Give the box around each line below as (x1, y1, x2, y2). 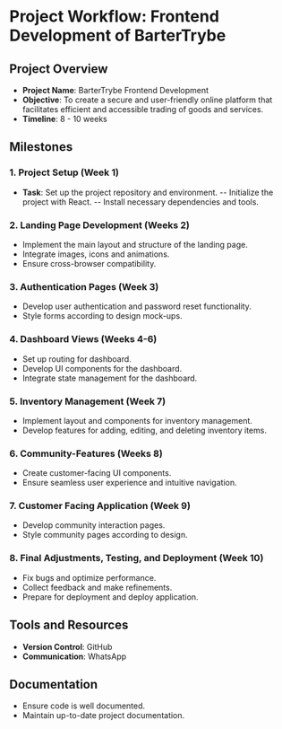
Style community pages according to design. (21, 530, 188, 540)
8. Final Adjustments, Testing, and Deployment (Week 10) (9, 552, 264, 565)
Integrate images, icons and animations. (21, 249, 170, 259)
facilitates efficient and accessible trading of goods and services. (21, 104, 264, 114)
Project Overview (9, 61, 108, 76)
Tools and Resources (9, 618, 129, 633)
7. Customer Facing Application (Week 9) (9, 500, 191, 513)
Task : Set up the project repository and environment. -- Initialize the (21, 187, 274, 198)
